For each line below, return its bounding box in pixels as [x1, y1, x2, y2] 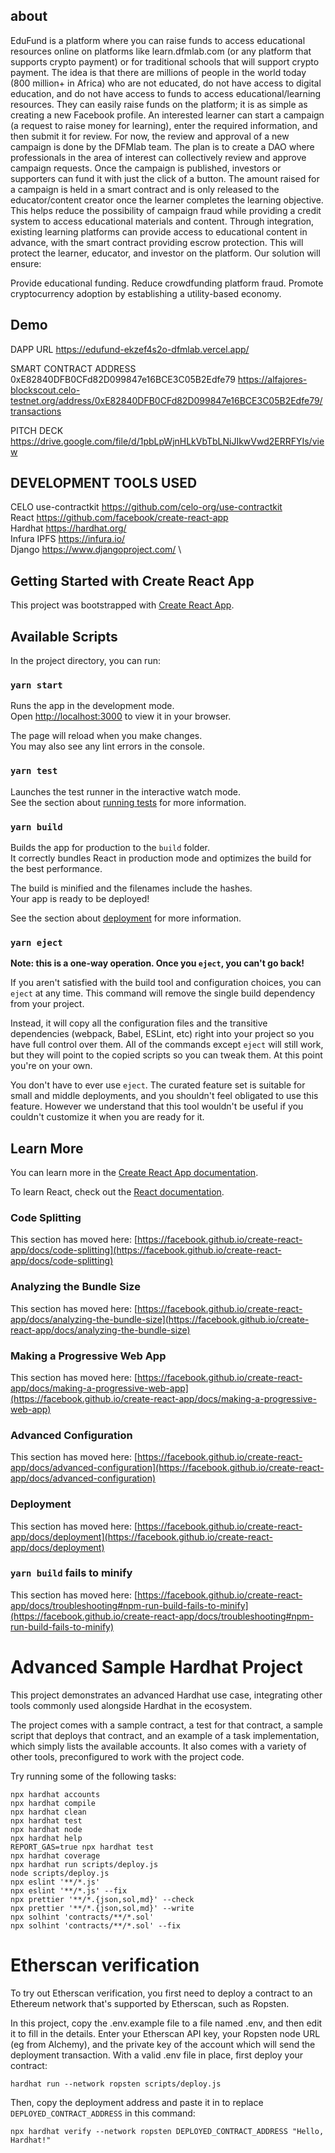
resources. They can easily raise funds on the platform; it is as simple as [10, 98, 308, 110]
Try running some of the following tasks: [10, 1770, 177, 1782]
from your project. [10, 998, 85, 1010]
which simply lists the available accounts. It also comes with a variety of [10, 1740, 307, 1752]
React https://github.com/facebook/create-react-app [10, 512, 229, 524]
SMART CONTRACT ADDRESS [10, 362, 137, 374]
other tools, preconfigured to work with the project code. [10, 1750, 245, 1763]
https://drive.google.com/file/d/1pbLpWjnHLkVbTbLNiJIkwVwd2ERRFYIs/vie [10, 435, 325, 447]
